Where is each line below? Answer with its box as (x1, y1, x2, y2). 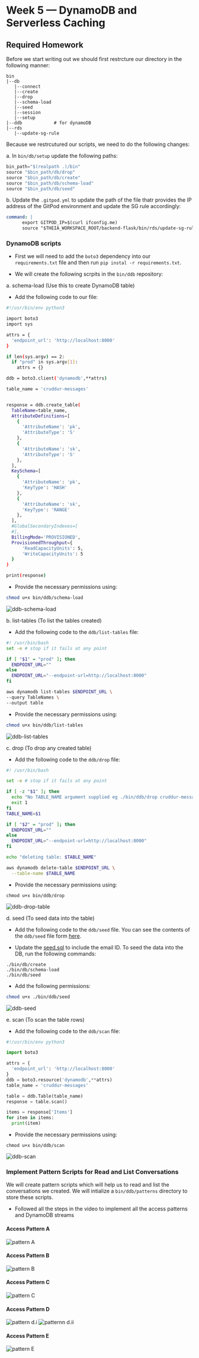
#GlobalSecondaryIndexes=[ (11, 523, 78, 530)
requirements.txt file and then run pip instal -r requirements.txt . (14, 259, 182, 266)
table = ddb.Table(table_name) (6, 1093, 84, 1099)
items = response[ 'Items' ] (6, 1110, 73, 1115)
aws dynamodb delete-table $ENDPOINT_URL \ (6, 865, 115, 871)
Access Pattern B (6, 1252, 50, 1259)
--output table (6, 700, 44, 706)
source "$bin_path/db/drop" (6, 169, 76, 175)
